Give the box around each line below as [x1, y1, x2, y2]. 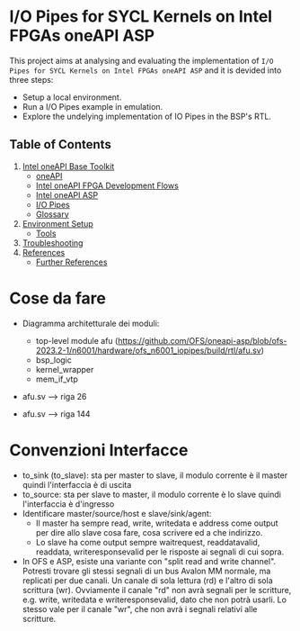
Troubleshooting [22, 237, 84, 248]
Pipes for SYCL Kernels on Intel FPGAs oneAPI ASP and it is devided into [9, 65, 282, 76]
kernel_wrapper [35, 364, 94, 374]
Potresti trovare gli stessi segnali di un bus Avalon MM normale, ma [22, 565, 271, 576]
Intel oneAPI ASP [35, 189, 99, 200]
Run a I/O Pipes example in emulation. [22, 101, 163, 112]
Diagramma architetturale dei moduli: [22, 318, 160, 329]
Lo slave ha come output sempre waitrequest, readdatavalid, [35, 536, 260, 547]
